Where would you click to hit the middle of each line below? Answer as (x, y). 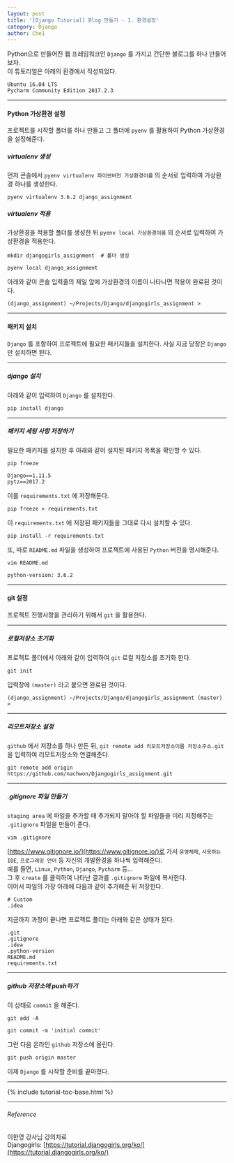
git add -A (23, 1018)
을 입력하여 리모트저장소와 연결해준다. (58, 754)
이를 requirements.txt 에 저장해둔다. (58, 495)
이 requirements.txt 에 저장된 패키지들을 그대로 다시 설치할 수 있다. (100, 522)
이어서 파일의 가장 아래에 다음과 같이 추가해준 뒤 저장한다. (85, 886)
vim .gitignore (29, 837)
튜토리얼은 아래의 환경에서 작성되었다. (65, 71)
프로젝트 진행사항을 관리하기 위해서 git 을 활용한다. (77, 615)
